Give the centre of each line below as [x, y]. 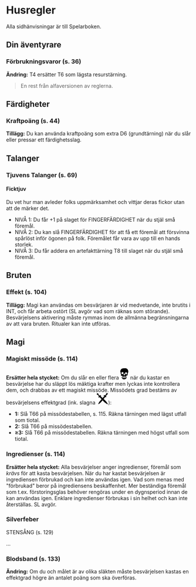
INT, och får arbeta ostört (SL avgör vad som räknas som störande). [88, 311]
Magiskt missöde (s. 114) [42, 358]
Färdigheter [28, 104]
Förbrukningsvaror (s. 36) [44, 62]
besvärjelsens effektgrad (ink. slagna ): [59, 403]
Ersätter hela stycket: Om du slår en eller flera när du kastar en [88, 378]
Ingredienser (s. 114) [36, 454]
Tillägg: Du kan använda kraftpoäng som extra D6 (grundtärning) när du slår [99, 134]
